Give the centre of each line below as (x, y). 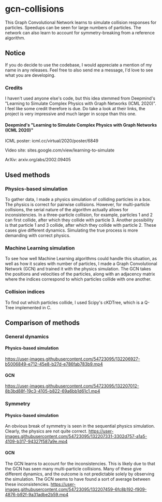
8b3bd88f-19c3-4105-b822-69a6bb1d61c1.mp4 (53, 391)
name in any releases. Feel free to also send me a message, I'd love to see (79, 70)
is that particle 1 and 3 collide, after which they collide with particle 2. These (81, 225)
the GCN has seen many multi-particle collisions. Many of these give (73, 469)
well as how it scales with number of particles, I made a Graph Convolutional (81, 264)
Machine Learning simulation (40, 248)
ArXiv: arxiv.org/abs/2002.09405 (38, 160)
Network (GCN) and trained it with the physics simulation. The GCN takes (78, 269)
